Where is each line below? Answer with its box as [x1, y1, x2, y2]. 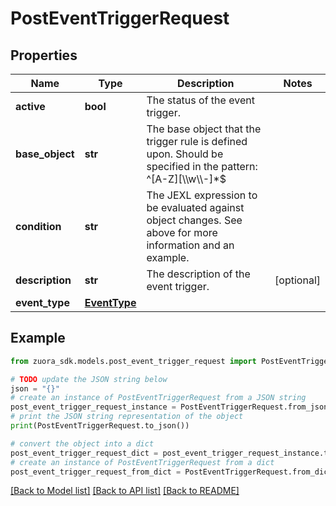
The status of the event [146, 93, 255, 107]
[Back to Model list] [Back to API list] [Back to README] [10, 485, 240, 497]
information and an [146, 238, 235, 252]
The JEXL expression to [146, 188, 258, 202]
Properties [10, 47, 78, 64]
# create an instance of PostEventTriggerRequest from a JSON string [10, 393, 307, 403]
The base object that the [146, 122, 262, 136]
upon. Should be [146, 147, 224, 161]
